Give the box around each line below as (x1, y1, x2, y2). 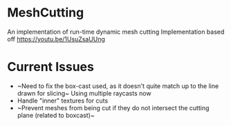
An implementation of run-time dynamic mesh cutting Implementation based (7, 28, 225, 36)
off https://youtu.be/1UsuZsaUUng (7, 34, 106, 43)
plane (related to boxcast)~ (17, 111, 95, 119)
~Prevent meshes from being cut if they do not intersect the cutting (17, 103, 210, 112)
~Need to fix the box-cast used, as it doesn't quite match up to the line (17, 81, 219, 90)
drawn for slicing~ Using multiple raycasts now (17, 89, 151, 97)
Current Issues (7, 59, 95, 75)
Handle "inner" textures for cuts (17, 96, 109, 105)
